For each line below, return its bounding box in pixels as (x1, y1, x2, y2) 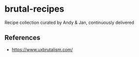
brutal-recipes (4, 3, 64, 15)
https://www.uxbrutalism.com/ (11, 46, 73, 52)
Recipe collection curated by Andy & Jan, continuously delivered (4, 19, 135, 25)
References (4, 34, 40, 42)
